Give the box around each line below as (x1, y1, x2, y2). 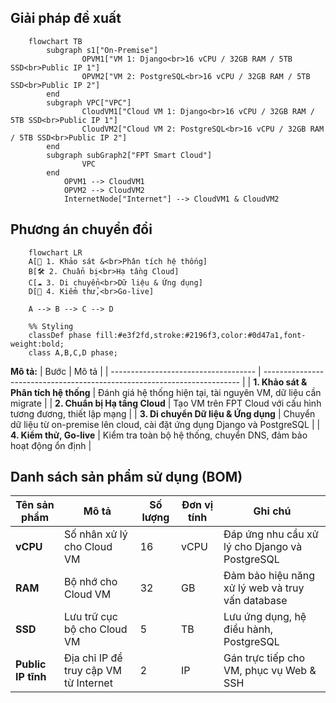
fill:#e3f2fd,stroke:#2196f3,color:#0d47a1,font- (95, 330, 307, 340)
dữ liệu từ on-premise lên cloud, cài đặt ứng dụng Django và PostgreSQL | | (10, 418, 321, 430)
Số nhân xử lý (64, 527, 128, 541)
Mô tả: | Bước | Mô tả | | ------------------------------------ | (10, 365, 262, 377)
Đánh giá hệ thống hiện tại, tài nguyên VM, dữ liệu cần (98, 386, 322, 398)
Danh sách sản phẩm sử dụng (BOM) (10, 469, 243, 486)
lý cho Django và (223, 540, 303, 554)
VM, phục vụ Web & (223, 664, 317, 678)
